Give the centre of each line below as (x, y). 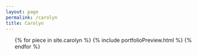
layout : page (22, 12)
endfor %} (27, 47)
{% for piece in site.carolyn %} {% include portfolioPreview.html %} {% (103, 40)
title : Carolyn (25, 23)
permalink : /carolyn (32, 18)
